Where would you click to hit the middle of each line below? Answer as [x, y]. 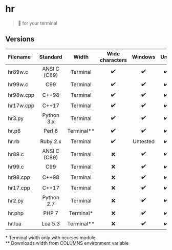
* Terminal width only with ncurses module [50, 237]
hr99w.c [18, 85]
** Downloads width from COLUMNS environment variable [67, 243]
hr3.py [16, 118]
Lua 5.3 [51, 224]
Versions [20, 39]
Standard [51, 57]
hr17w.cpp [21, 106]
